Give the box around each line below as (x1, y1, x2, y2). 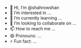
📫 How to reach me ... (9, 26, 55, 31)
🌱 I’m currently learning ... (9, 15, 62, 21)
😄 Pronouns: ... (9, 33, 42, 39)
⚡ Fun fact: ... (9, 38, 37, 44)
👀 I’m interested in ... (9, 10, 52, 16)
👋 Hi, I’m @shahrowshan (9, 5, 59, 10)
